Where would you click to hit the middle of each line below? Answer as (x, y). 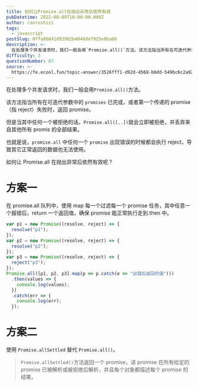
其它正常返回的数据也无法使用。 (50, 150)
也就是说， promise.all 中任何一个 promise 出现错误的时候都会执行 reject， (96, 142)
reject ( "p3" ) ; (29, 263)
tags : (13, 28)
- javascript (27, 34)
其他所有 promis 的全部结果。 (47, 129)
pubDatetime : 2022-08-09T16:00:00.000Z (55, 17)
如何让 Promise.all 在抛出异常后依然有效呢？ (60, 162)
